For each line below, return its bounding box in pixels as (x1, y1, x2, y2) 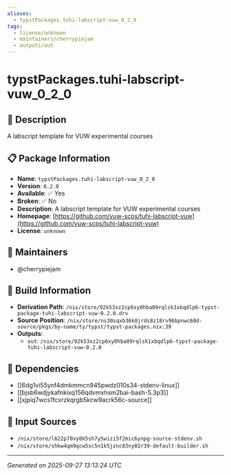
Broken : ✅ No (16, 197, 57, 205)
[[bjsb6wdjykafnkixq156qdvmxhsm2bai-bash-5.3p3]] (16, 388, 168, 397)
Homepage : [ (16, 211, 56, 220)
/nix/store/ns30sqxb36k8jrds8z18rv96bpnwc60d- (66, 317, 203, 324)
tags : (7, 23, 23, 30)
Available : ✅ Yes (16, 189, 65, 197)
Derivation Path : (16, 303, 65, 311)
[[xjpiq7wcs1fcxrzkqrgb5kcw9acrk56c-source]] (16, 396, 153, 404)
